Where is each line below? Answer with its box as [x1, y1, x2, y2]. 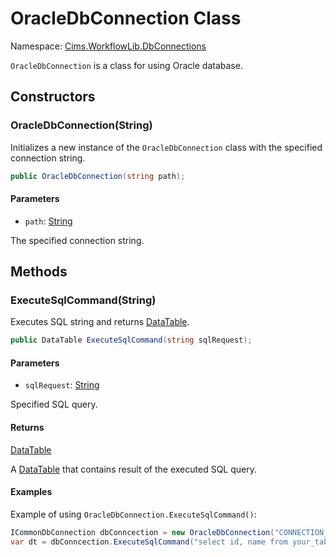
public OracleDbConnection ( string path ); [10, 171, 186, 181]
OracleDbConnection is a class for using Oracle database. [10, 59, 243, 71]
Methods [10, 263, 68, 281]
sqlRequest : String [24, 379, 100, 391]
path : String [24, 215, 73, 227]
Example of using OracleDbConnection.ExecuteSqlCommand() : [10, 508, 257, 520]
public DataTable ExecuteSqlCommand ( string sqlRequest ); [10, 335, 253, 346]
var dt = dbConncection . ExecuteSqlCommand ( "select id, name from [10, 537, 288, 547]
